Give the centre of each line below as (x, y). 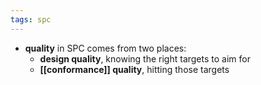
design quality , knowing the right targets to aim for (145, 58)
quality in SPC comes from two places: (105, 48)
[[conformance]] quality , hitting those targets (134, 69)
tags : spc (31, 19)
